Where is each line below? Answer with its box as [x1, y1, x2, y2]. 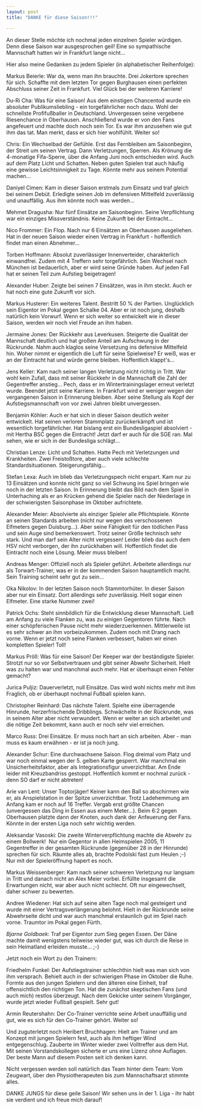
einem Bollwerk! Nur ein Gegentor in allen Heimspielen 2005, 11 [6, 837, 165, 845]
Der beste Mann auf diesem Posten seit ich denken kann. [6, 1053, 148, 1060]
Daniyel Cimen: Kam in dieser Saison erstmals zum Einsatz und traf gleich [6, 184, 189, 191]
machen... [6, 172, 31, 179]
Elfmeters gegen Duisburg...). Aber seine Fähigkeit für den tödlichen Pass [6, 523, 188, 530]
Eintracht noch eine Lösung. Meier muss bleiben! [6, 549, 127, 556]
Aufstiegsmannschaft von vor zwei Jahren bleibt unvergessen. [6, 399, 161, 407]
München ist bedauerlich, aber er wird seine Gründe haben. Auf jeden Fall [6, 263, 189, 271]
